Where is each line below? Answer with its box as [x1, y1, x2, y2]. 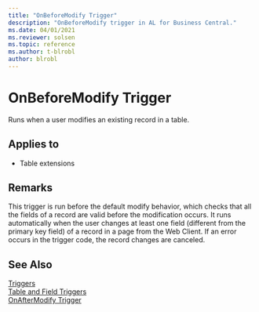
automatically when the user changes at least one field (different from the [8, 219, 246, 228]
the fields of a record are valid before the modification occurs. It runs [8, 210, 232, 219]
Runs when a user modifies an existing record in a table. [8, 114, 190, 124]
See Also [8, 258, 53, 271]
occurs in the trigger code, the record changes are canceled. [8, 235, 206, 245]
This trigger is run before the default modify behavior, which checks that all [8, 201, 252, 212]
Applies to [8, 138, 60, 151]
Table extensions [19, 158, 75, 168]
